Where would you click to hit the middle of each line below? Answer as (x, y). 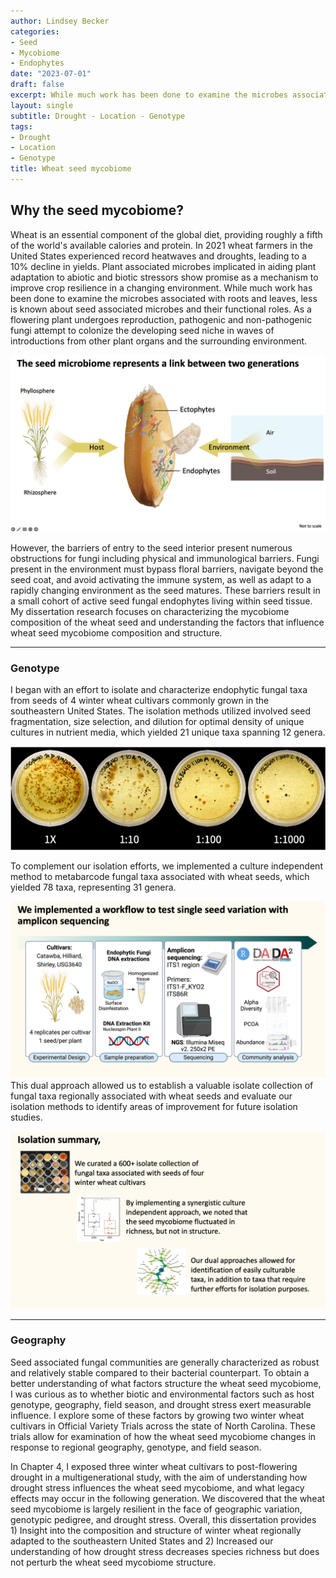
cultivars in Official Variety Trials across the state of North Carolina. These (163, 1426)
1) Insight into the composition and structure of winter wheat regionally (156, 1530)
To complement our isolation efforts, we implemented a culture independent (166, 866)
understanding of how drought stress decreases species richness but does (165, 1551)
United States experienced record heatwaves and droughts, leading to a (158, 256)
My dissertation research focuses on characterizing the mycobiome (150, 612)
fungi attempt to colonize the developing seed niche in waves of (142, 330)
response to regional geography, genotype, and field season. (136, 1447)
